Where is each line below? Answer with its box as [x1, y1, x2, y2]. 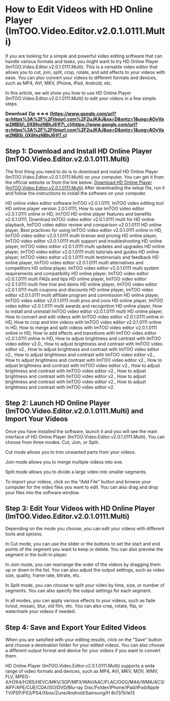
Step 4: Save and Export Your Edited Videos [5, 623, 146, 632]
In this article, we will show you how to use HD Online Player [5, 90, 131, 96]
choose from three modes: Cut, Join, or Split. [5, 439, 99, 445]
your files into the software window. [5, 489, 80, 495]
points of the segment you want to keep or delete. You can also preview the [5, 546, 163, 552]
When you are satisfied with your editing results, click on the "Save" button [5, 637, 162, 643]
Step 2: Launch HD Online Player [5, 399, 110, 408]
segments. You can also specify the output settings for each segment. [5, 587, 152, 594]
